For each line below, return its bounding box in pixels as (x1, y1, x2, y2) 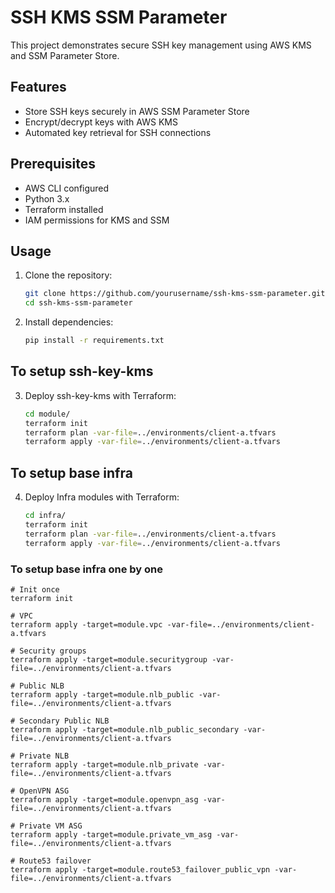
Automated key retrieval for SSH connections (24, 126, 212, 138)
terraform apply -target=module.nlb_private (10, 759, 199, 770)
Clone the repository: (24, 269, 113, 281)
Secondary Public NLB (19, 716, 110, 726)
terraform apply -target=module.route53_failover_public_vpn (10, 864, 271, 875)
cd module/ (24, 409, 71, 419)
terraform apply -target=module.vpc (10, 619, 163, 630)
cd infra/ (24, 511, 67, 521)
